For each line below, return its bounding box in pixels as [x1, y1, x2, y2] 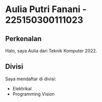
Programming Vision [12, 91, 55, 97]
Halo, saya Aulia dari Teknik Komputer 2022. [5, 48, 97, 54]
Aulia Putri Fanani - [5, 4, 87, 15]
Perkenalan [5, 34, 42, 43]
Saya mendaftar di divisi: [5, 76, 56, 82]
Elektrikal [12, 85, 32, 91]
